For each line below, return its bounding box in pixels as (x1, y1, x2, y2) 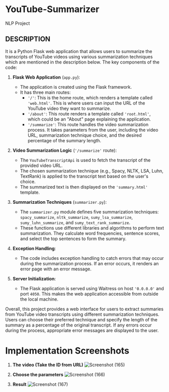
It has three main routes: (20, 89, 71, 95)
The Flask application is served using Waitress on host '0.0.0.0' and (20, 285, 164, 291)
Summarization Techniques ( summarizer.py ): (12, 199, 107, 205)
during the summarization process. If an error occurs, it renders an (20, 260, 159, 266)
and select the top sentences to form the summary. (20, 236, 127, 242)
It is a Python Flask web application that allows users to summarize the (5, 48, 152, 54)
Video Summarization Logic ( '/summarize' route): (12, 147, 117, 153)
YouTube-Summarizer (5, 4, 99, 15)
